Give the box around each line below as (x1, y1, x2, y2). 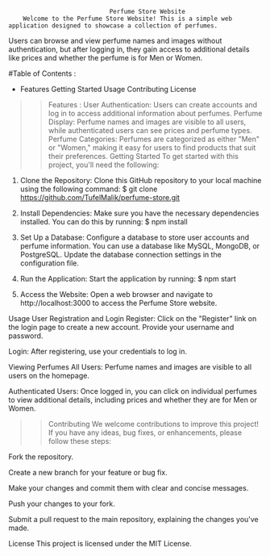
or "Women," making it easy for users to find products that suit (48, 143, 256, 153)
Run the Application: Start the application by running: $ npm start (19, 274, 236, 283)
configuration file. (19, 258, 79, 268)
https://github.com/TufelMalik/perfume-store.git (19, 193, 180, 202)
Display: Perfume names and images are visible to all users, (48, 117, 247, 127)
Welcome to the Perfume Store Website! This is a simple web (23, 15, 232, 23)
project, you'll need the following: (48, 160, 160, 169)
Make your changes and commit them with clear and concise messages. (8, 483, 249, 492)
